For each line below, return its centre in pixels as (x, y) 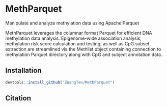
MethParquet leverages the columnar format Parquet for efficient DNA (79, 33)
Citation (18, 98)
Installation (23, 71)
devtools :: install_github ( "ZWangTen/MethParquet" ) (60, 82)
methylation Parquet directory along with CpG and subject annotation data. (84, 55)
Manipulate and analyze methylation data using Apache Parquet (72, 23)
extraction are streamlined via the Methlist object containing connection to (83, 49)
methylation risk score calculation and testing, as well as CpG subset (77, 43)
